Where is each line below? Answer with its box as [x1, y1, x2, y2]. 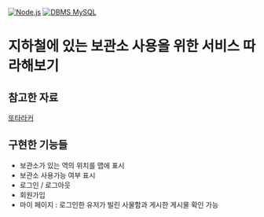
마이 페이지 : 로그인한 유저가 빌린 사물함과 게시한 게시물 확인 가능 [19, 200, 218, 209]
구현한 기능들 [8, 138, 68, 152]
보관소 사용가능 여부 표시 [19, 170, 96, 180]
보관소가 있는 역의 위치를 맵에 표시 [19, 160, 125, 170]
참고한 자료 [8, 90, 59, 104]
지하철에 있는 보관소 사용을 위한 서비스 [8, 38, 240, 55]
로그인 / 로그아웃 [19, 180, 71, 189]
